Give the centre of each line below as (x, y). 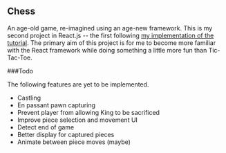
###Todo (20, 71)
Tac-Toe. (20, 57)
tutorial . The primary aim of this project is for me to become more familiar (112, 43)
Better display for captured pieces (66, 134)
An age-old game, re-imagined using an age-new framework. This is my (110, 28)
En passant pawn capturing (56, 105)
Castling (29, 98)
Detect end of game (46, 127)
